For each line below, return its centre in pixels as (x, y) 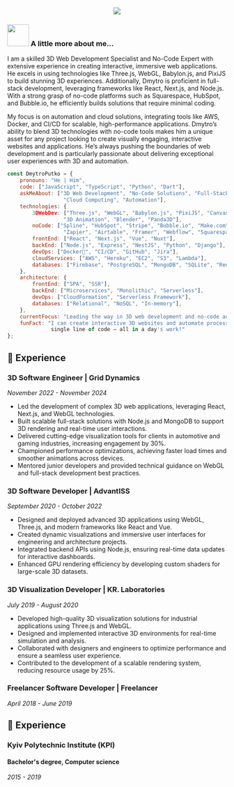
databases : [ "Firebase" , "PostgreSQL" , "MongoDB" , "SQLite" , (123, 265)
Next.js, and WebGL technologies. (66, 413)
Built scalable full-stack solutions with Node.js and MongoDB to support (120, 421)
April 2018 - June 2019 (40, 703)
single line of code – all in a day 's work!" (118, 330)
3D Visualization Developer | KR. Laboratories (86, 590)
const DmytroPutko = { (40, 174)
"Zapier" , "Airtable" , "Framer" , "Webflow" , (129, 232)
